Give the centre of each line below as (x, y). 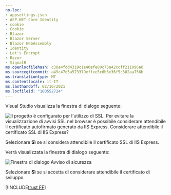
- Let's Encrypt (23, 53)
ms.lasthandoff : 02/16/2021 (35, 86)
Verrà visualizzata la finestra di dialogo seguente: (58, 152)
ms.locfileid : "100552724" (34, 91)
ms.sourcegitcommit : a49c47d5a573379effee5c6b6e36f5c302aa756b (74, 72)
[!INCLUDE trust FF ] (26, 187)
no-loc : (14, 10)
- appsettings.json (26, 15)
